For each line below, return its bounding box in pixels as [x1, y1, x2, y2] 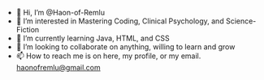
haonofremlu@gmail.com [15, 63, 102, 72]
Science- [226, 16, 257, 26]
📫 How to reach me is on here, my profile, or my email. [15, 51, 201, 61]
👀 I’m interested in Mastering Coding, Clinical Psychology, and [15, 16, 225, 26]
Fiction [15, 25, 40, 34]
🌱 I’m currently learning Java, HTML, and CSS [15, 33, 170, 43]
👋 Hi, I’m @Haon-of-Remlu [15, 8, 106, 17]
